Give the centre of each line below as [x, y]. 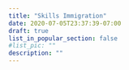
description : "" [36, 53]
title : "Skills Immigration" [58, 16]
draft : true [28, 31]
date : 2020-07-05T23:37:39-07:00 [65, 23]
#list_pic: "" [32, 46]
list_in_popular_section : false [63, 38]
